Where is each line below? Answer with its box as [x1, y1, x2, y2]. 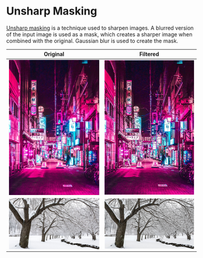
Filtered [139, 50, 159, 58]
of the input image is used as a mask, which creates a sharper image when [6, 30, 193, 38]
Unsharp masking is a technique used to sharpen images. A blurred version [6, 24, 194, 31]
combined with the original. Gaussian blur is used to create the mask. [6, 37, 178, 44]
